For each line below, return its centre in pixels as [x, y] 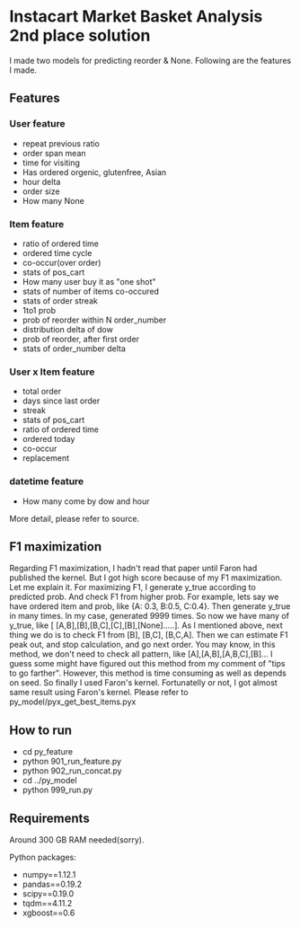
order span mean [54, 153]
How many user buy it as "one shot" [89, 281]
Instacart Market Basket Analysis [136, 17]
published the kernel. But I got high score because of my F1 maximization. [146, 578]
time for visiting [51, 163]
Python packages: [43, 857]
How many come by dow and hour [86, 501]
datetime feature [47, 481]
